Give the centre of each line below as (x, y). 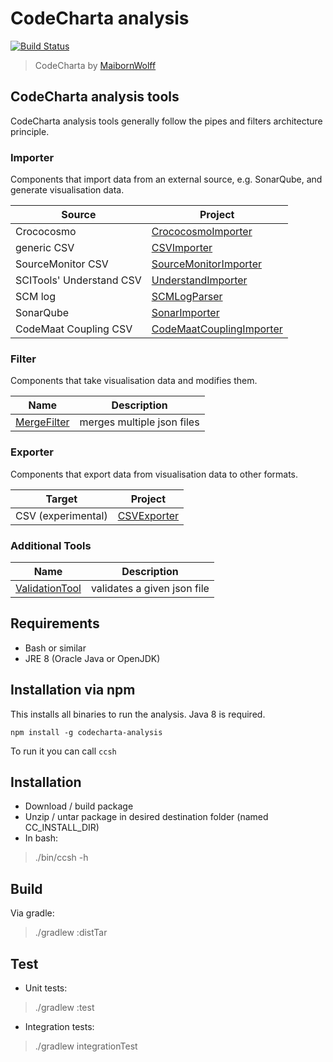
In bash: (41, 838)
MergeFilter (42, 422)
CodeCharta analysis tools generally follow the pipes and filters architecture (166, 121)
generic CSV (45, 248)
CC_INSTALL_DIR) (62, 828)
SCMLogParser (187, 297)
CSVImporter (182, 248)
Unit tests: (46, 988)
